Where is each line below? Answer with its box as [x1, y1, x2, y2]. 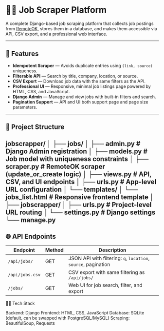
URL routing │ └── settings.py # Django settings [5, 208, 156, 216]
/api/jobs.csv [8, 272, 41, 278]
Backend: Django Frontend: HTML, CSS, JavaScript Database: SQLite [5, 310, 145, 316]
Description [98, 247, 127, 253]
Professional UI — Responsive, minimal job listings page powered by [12, 83, 151, 89]
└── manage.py [5, 216, 56, 224]
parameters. [12, 104, 37, 110]
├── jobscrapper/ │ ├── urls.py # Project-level [5, 200, 152, 209]
